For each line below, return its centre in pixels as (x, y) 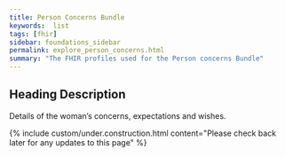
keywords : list (39, 26)
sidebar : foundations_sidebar (65, 42)
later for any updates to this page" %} (79, 142)
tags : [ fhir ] (33, 34)
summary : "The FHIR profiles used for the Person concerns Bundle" (137, 59)
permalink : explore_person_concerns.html (87, 51)
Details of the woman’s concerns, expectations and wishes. (118, 115)
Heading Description (67, 94)
